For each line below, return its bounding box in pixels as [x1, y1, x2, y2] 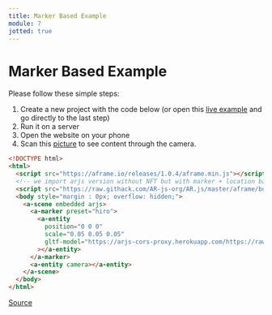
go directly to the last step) [19, 113, 111, 123]
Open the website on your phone [19, 131, 130, 140]
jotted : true [8, 27, 53, 35]
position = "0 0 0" [44, 222, 104, 231]
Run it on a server [19, 122, 79, 132]
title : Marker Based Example [8, 11, 107, 20]
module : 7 [8, 19, 42, 28]
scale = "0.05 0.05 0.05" [44, 231, 125, 239]
